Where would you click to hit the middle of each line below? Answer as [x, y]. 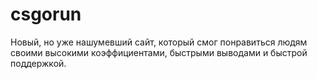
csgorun [46, 14]
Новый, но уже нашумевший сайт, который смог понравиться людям [159, 42]
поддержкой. [38, 63]
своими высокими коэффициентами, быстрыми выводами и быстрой [159, 52]
